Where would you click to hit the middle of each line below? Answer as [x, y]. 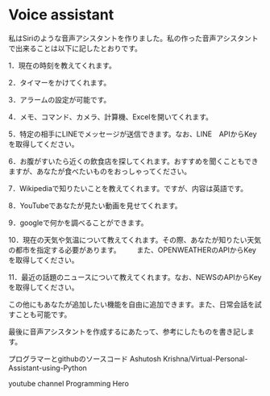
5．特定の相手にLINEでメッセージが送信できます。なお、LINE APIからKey [133, 134]
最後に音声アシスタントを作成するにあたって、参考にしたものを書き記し [128, 331]
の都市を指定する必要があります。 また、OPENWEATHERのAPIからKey [132, 250]
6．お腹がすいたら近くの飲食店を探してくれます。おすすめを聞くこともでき [133, 161]
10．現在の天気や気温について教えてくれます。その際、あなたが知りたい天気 [135, 240]
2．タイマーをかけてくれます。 [60, 82]
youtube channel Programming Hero [69, 383]
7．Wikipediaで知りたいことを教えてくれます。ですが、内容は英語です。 [128, 188]
